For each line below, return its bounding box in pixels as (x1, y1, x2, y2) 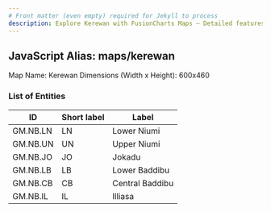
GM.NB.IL (12, 190, 48, 202)
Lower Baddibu (112, 164, 170, 176)
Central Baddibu (112, 177, 174, 189)
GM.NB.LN (12, 125, 52, 136)
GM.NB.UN (12, 138, 54, 149)
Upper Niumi (112, 138, 161, 149)
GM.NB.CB (12, 177, 53, 189)
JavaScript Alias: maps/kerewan (8, 49, 176, 63)
